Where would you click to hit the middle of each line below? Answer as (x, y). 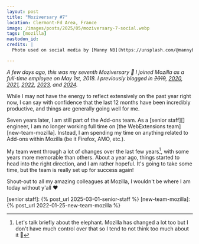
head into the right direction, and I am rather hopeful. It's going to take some (99, 164)
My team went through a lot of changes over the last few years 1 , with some (98, 151)
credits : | (20, 45)
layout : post (23, 12)
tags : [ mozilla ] (27, 34)
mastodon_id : (23, 39)
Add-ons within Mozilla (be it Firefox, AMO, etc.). (66, 139)
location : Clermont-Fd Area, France (52, 22)
